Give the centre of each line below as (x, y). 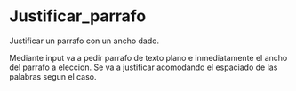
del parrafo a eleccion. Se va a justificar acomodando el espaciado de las (144, 67)
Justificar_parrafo (78, 16)
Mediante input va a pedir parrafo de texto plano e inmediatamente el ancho (148, 57)
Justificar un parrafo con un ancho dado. (84, 41)
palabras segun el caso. (53, 76)
